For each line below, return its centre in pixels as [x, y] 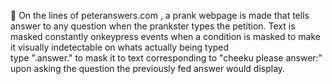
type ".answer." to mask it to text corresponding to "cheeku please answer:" [166, 58]
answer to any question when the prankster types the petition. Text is [153, 26]
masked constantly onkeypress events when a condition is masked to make [166, 36]
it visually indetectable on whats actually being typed [120, 47]
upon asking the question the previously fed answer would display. [148, 68]
